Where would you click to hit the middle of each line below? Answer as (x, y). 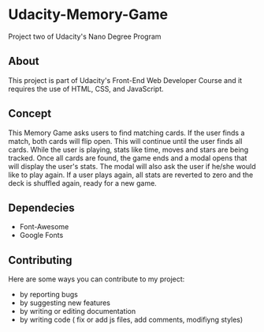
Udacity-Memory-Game (88, 15)
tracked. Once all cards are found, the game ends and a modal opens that (128, 158)
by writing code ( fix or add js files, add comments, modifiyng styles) (131, 320)
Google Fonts (41, 236)
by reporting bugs (49, 295)
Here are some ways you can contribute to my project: (97, 279)
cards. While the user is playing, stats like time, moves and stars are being (128, 149)
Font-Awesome (44, 227)
